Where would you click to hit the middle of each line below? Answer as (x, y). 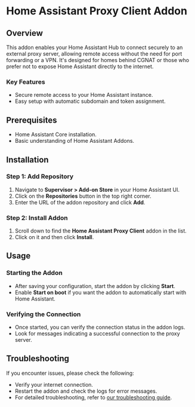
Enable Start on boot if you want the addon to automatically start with (100, 292)
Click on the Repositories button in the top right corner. (83, 196)
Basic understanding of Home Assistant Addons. (75, 141)
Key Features (26, 82)
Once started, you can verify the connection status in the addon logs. (100, 328)
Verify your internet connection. (54, 384)
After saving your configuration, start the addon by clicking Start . (95, 286)
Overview (25, 33)
